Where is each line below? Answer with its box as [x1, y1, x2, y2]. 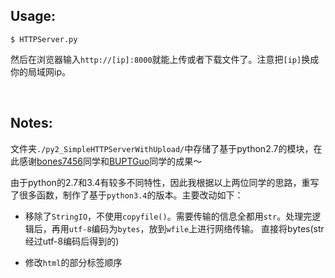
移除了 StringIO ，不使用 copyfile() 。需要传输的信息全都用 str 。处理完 [24, 210, 313, 222]
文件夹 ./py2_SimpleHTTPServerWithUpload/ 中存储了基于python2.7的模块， [10, 142, 314, 154]
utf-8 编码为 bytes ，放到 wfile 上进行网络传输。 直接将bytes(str [68, 222, 325, 234]
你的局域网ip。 [10, 65, 71, 78]
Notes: [10, 115, 53, 132]
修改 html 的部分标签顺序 [24, 256, 123, 268]
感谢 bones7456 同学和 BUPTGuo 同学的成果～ [18, 155, 203, 167]
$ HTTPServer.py [10, 34, 78, 44]
